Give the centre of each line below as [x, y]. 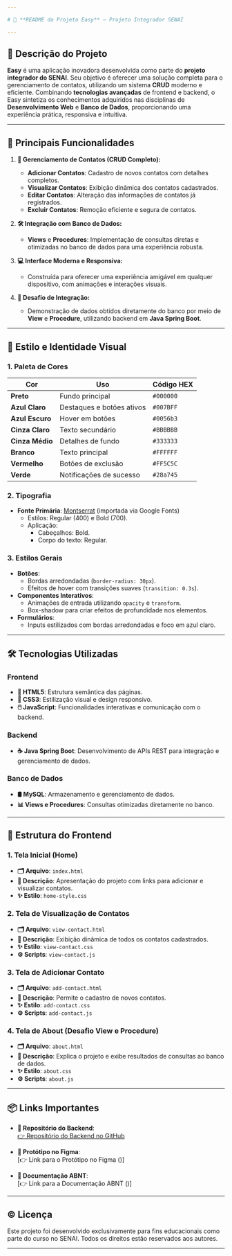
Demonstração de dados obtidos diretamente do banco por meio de [124, 311]
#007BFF [165, 407]
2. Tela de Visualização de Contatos [68, 914]
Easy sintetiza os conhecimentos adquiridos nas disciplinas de [96, 100]
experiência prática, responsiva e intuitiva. [67, 114]
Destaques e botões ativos [103, 407]
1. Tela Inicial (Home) [42, 855]
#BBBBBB [165, 430]
